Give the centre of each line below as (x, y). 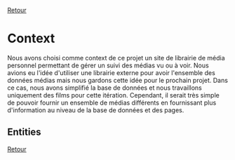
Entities (24, 132)
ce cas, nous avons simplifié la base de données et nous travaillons (105, 88)
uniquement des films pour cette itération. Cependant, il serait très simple (113, 95)
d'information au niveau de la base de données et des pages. (96, 110)
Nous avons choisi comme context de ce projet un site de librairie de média (116, 58)
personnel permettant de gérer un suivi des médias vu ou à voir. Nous (108, 65)
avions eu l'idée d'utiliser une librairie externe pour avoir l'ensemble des (111, 72)
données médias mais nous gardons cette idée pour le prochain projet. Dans (117, 80)
